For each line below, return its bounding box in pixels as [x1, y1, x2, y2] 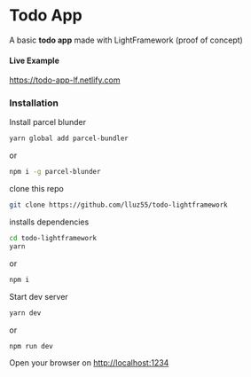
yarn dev [9, 308, 42, 318]
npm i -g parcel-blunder [9, 168, 101, 177]
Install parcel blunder [9, 117, 87, 128]
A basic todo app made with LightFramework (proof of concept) [9, 35, 244, 45]
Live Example [9, 55, 59, 66]
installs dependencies [9, 216, 90, 227]
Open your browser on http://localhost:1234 [9, 357, 169, 368]
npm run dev [9, 342, 53, 350]
